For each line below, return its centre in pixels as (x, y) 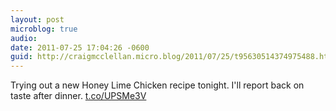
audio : (24, 38)
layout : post (37, 19)
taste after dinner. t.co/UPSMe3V (78, 96)
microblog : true (44, 29)
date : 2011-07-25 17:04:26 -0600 (80, 47)
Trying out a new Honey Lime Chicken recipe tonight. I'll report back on (157, 85)
